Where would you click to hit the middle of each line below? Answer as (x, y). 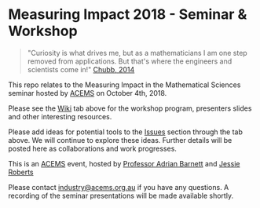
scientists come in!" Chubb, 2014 (81, 69)
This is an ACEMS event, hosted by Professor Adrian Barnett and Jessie (124, 163)
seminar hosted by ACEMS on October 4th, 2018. (88, 93)
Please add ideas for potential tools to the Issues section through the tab (126, 132)
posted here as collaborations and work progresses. (92, 148)
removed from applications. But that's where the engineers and (130, 61)
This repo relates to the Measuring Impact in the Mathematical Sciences (125, 85)
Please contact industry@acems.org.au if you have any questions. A (119, 187)
